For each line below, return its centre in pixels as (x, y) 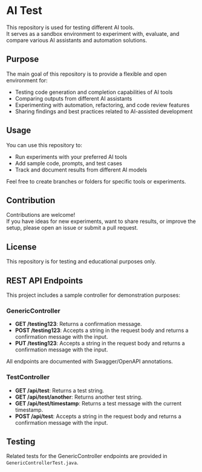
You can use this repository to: (44, 145)
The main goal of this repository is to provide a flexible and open (87, 74)
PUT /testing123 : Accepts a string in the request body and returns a (100, 344)
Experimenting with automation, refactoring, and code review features (102, 105)
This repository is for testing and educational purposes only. (81, 262)
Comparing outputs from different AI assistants (73, 98)
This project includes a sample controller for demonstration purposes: (93, 295)
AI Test (24, 11)
